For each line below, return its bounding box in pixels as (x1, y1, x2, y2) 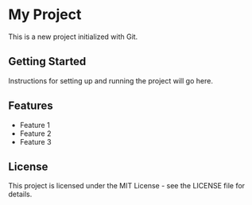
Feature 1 (19, 120, 50, 130)
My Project (8, 6, 82, 24)
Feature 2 (19, 129, 52, 138)
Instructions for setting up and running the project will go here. (8, 75, 213, 85)
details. (8, 189, 33, 199)
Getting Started (8, 55, 87, 68)
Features (8, 99, 53, 113)
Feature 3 (19, 137, 52, 146)
